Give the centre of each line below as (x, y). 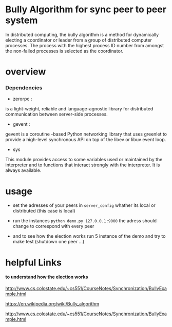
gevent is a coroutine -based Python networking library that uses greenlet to (86, 134)
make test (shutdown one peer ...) (49, 242)
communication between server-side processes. (56, 114)
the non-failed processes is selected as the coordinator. (64, 51)
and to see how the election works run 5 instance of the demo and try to (89, 236)
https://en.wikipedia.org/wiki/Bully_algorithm (52, 303)
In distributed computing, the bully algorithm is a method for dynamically (82, 34)
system (22, 20)
